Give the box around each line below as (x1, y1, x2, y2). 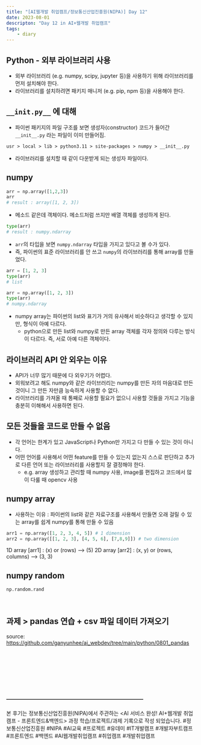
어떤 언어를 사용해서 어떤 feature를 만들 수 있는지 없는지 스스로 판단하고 (14, 453, 184, 461)
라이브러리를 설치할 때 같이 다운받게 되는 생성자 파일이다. (14, 154, 149, 162)
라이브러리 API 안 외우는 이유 (6, 354, 107, 365)
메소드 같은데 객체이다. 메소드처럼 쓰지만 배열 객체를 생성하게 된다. (14, 212, 171, 219)
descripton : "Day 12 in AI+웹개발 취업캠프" (6, 20, 111, 26)
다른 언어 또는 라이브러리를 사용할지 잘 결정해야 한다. (21, 461, 146, 468)
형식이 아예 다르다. (23, 320, 67, 327)
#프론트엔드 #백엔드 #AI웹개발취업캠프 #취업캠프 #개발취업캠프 (6, 732, 155, 740)
